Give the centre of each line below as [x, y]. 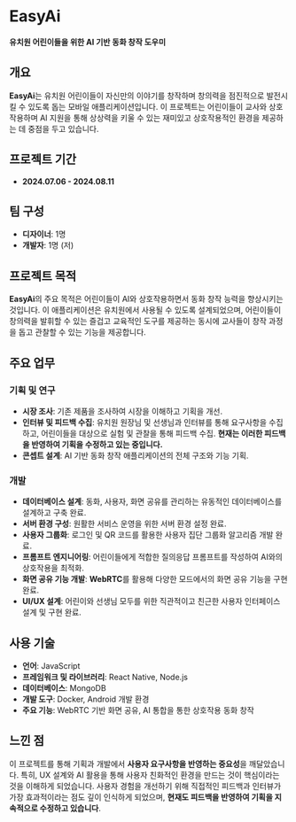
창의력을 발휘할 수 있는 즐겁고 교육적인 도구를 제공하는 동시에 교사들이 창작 [138, 322]
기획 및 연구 [32, 390]
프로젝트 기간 [43, 160]
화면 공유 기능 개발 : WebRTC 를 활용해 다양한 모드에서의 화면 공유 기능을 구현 [155, 579]
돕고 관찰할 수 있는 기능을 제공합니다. [82, 332]
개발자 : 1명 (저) [48, 245]
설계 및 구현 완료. [51, 612]
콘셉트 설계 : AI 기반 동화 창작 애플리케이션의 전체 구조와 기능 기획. [135, 455]
